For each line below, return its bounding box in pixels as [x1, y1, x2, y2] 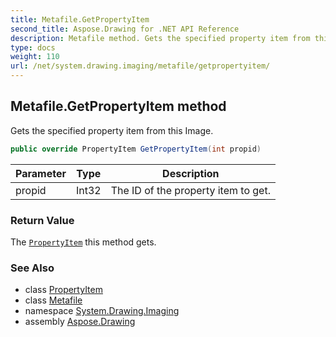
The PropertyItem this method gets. [10, 236, 157, 248]
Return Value [10, 213, 75, 227]
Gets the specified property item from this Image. [10, 124, 214, 136]
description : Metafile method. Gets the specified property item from [10, 33, 311, 43]
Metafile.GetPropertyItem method [10, 98, 227, 115]
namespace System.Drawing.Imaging [24, 305, 180, 317]
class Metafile [24, 294, 83, 306]
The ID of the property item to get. [110, 183, 271, 197]
